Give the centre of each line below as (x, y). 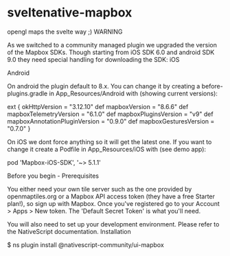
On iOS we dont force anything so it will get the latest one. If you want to (110, 141)
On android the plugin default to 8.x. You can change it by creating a (104, 86)
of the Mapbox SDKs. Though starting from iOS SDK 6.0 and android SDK (111, 52)
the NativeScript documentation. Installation (69, 231)
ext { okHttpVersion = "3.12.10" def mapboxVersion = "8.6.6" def (98, 106)
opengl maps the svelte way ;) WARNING (65, 32)
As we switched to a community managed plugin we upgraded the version (112, 45)
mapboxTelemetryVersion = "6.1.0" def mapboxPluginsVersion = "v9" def (111, 114)
